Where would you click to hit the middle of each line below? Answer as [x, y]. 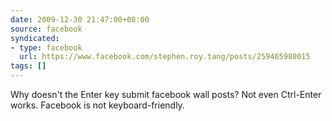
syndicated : [35, 38]
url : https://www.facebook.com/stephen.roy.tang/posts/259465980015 [165, 57]
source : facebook [46, 29]
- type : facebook [46, 47]
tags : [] [28, 66]
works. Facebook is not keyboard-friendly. [97, 105]
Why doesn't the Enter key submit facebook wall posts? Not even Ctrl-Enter [166, 94]
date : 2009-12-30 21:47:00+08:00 [80, 19]
